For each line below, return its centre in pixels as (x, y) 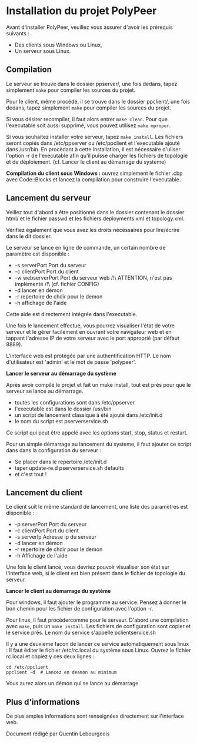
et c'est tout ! (31, 474)
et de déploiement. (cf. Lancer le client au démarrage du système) (86, 162)
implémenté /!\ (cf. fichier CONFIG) (57, 284)
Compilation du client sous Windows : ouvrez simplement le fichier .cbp (95, 173)
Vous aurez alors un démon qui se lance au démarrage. (73, 684)
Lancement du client (44, 492)
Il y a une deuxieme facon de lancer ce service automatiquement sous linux (98, 644)
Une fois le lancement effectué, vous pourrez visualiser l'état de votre (91, 326)
